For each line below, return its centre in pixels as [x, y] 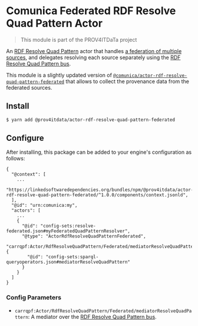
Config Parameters [34, 298]
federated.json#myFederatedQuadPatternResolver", [68, 231]
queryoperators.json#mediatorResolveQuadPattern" [68, 262]
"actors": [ [26, 210]
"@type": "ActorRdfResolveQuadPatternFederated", [84, 236]
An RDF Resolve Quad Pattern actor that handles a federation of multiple [94, 51]
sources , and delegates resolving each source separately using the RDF [93, 57]
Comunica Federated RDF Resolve [91, 11]
